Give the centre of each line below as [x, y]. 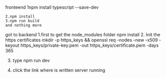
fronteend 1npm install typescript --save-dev [52, 7]
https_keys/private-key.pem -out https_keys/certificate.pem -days [90, 45]
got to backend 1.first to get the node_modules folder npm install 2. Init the [83, 34]
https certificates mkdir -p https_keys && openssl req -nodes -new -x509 [81, 40]
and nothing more [24, 25]
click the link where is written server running [59, 70]
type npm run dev [31, 60]
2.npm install [20, 17]
